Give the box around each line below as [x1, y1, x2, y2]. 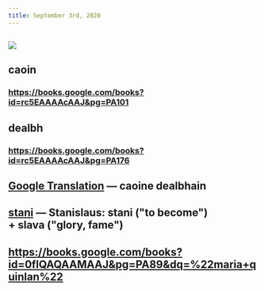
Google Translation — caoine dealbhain [8, 180, 207, 193]
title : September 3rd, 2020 [8, 11, 101, 20]
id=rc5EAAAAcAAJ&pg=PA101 [8, 96, 129, 108]
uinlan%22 [8, 270, 63, 283]
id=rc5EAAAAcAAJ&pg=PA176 [8, 155, 130, 166]
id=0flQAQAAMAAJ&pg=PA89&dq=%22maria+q [8, 258, 256, 271]
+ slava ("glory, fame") [8, 218, 124, 232]
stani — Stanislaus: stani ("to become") [8, 206, 209, 220]
